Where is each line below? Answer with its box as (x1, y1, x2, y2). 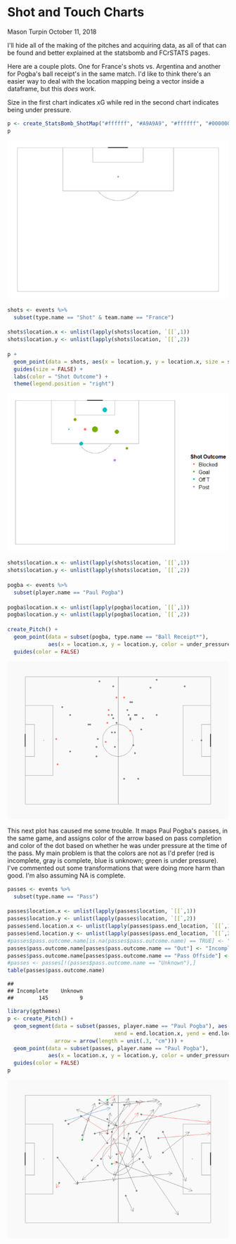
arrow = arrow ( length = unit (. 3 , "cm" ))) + (54, 1037, 184, 1045)
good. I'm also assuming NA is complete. (7, 871, 126, 880)
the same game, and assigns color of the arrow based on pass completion (7, 833, 222, 842)
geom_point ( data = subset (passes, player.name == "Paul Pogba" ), (13, 1045, 209, 1052)
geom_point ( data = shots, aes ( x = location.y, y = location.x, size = (13, 358, 225, 365)
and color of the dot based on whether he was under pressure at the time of (7, 841, 228, 849)
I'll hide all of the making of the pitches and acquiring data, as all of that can (7, 41, 227, 49)
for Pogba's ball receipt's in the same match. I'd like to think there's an (7, 70, 211, 78)
